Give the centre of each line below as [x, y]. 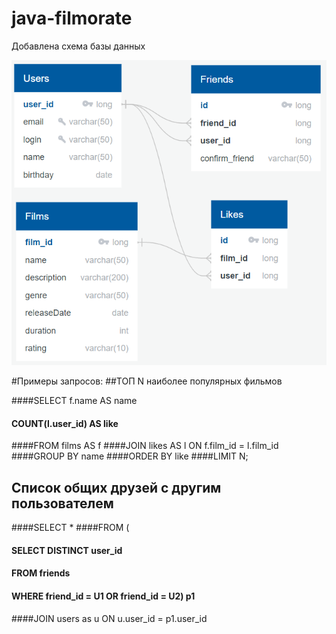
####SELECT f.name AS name [74, 401]
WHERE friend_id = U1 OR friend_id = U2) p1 [103, 596]
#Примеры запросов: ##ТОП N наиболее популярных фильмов [147, 381]
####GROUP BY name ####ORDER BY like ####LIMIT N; [130, 456]
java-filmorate [72, 18]
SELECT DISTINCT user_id [67, 550]
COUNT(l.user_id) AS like [65, 423]
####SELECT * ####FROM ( [70, 528]
